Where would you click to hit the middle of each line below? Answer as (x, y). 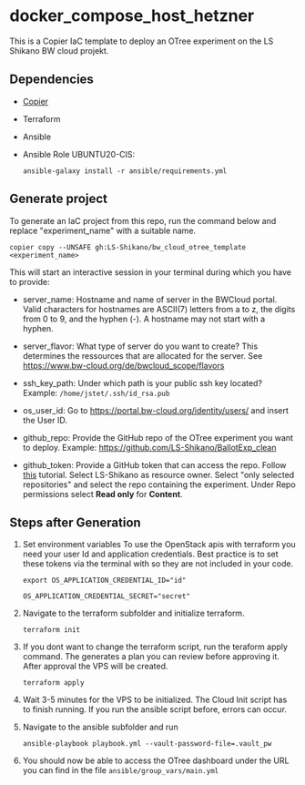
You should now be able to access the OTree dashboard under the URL (156, 760)
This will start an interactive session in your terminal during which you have (150, 272)
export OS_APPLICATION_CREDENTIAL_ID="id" (104, 581)
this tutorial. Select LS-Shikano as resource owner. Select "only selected (158, 474)
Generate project (58, 199)
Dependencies (51, 80)
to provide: (30, 281)
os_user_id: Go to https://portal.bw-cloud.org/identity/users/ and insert (156, 410)
